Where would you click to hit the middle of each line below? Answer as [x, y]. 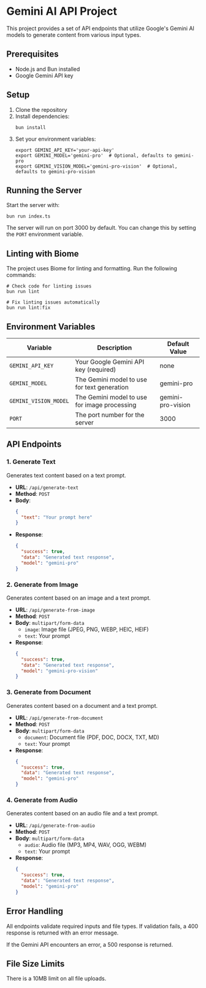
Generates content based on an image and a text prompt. [79, 598]
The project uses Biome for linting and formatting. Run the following [92, 269]
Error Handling [35, 912]
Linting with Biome [43, 253]
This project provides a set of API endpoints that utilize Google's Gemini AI [101, 28]
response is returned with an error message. [63, 933]
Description [115, 347]
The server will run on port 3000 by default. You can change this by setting [101, 228]
